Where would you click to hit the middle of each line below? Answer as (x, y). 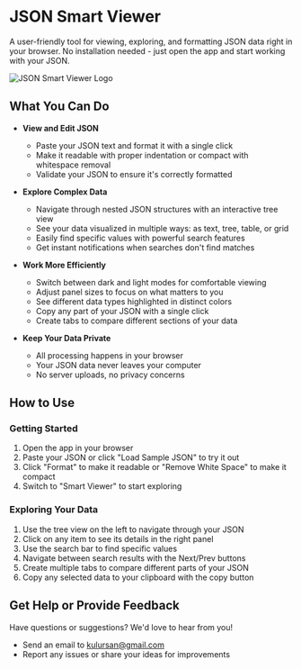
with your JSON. (40, 60)
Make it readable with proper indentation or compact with (142, 155)
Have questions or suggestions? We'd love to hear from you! (121, 627)
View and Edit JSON (60, 128)
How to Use (42, 403)
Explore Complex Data (65, 192)
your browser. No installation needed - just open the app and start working (147, 50)
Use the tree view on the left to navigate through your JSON (133, 529)
